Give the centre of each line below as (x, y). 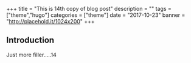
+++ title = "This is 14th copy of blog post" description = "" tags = (89, 9)
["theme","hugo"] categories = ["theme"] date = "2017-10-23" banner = (96, 15)
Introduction (30, 40)
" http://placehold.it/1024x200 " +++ (51, 21)
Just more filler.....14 (31, 55)
